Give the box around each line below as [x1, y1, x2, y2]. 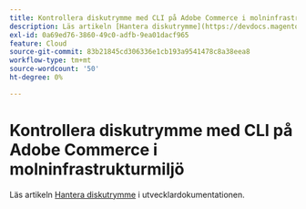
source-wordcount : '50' [9, 65, 100, 74]
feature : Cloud [9, 38, 67, 48]
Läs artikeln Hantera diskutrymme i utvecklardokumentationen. [9, 189, 246, 200]
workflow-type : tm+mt [9, 56, 92, 65]
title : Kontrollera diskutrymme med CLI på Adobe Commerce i [9, 13, 247, 23]
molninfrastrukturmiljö [9, 159, 185, 179]
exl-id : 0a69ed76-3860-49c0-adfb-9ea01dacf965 [9, 30, 189, 39]
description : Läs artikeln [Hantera [9, 22, 148, 31]
